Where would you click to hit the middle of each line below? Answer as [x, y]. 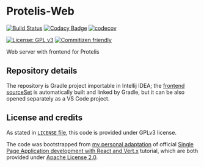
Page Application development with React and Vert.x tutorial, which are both [102, 151]
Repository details [42, 71]
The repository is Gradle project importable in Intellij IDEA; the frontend [96, 85]
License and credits [45, 118]
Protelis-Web [40, 11]
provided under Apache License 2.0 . [52, 157]
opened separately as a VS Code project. [58, 98]
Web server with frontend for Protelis [53, 52]
